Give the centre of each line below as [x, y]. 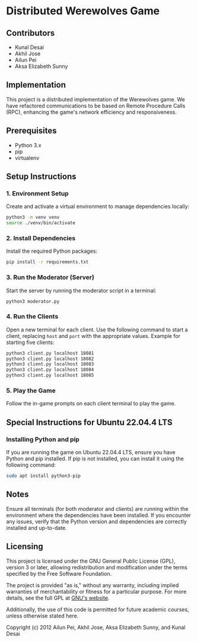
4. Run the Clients [32, 317]
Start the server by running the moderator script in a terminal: [81, 290]
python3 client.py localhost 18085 [50, 376]
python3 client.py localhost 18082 [50, 359]
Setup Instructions [41, 177]
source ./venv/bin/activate [41, 223]
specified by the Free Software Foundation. [59, 573]
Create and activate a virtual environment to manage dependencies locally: [98, 206]
